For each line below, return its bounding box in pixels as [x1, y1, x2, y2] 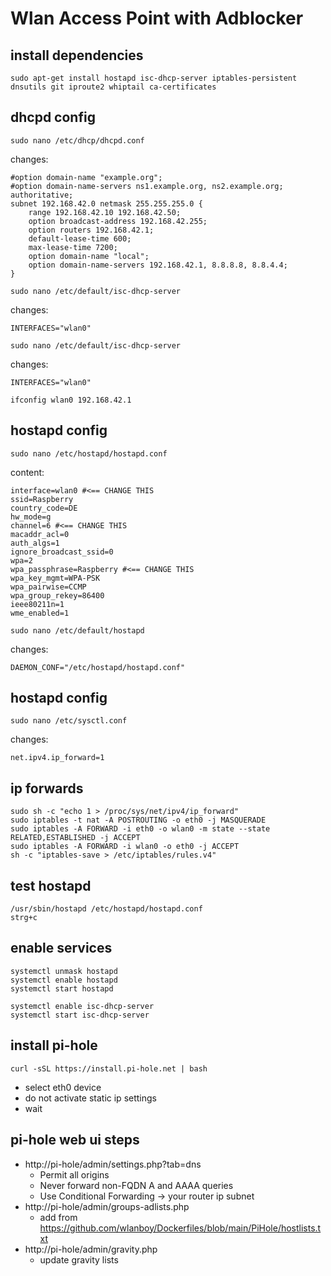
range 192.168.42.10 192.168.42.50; [28, 207, 182, 217]
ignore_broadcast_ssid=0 [10, 547, 114, 557]
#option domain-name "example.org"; [10, 172, 163, 182]
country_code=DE [10, 503, 78, 513]
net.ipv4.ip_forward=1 [10, 753, 105, 763]
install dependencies [10, 47, 144, 64]
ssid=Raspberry [10, 494, 74, 504]
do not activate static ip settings [24, 1092, 157, 1104]
